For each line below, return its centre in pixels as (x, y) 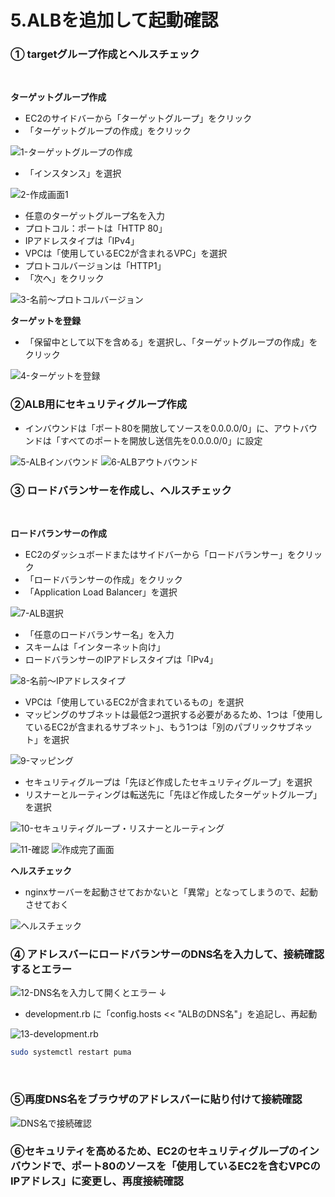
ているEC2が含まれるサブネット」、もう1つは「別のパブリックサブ (160, 727)
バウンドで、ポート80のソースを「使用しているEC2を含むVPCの (165, 1166)
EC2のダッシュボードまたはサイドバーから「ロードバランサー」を (160, 555)
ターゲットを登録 (45, 321)
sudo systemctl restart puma (71, 1052)
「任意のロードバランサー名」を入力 (99, 635)
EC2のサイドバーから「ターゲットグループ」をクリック (138, 118)
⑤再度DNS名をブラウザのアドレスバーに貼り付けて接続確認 (156, 1099)
